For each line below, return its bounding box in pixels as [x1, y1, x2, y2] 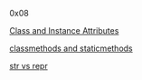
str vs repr [9, 61, 48, 71]
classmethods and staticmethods [9, 43, 133, 54]
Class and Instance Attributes [9, 25, 119, 35]
